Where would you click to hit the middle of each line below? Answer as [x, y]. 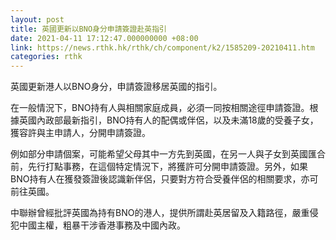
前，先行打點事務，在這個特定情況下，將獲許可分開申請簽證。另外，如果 [159, 167]
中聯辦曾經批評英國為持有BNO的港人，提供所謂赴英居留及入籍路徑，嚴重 [160, 213]
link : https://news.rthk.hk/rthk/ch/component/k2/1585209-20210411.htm [162, 47]
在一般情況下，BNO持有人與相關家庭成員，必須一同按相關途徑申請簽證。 [160, 108]
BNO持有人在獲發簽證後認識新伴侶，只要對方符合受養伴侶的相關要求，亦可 [164, 179]
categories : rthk [46, 57]
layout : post [37, 19]
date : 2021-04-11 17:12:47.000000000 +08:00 [104, 38]
